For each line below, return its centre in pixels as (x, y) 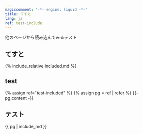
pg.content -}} (19, 98)
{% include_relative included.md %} (41, 66)
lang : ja (14, 18)
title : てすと (18, 14)
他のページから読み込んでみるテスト (41, 37)
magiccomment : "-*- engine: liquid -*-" (47, 9)
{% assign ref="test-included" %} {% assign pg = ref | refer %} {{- (72, 93)
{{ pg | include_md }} (26, 126)
